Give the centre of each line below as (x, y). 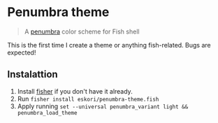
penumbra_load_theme (47, 113)
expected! (22, 52)
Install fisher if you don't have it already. (75, 91)
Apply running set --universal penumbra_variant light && (103, 106)
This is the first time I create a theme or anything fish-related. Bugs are (109, 45)
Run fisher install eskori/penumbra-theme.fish (88, 99)
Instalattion (32, 74)
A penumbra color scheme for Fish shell (82, 31)
